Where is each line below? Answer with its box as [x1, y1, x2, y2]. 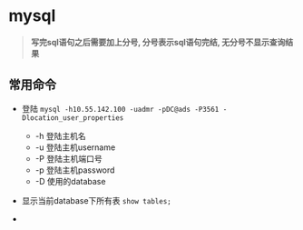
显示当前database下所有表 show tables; [21, 195, 171, 205]
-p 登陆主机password [34, 165, 115, 175]
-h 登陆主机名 [34, 130, 87, 141]
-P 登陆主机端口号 [34, 153, 103, 164]
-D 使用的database [34, 175, 106, 186]
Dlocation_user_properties [21, 113, 124, 123]
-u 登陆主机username [34, 142, 116, 153]
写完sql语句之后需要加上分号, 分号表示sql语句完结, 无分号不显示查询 [30, 36, 286, 47]
